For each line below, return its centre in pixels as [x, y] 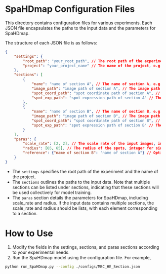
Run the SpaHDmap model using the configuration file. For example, [82, 257]
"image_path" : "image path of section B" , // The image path [96, 116]
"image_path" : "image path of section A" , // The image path [96, 88]
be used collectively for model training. [52, 192]
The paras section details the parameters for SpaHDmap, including [80, 197]
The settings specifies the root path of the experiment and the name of [85, 171]
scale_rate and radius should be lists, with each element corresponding [85, 208]
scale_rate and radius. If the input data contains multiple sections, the [83, 203]
